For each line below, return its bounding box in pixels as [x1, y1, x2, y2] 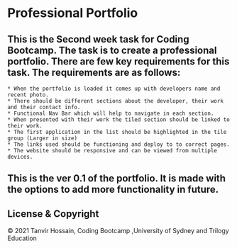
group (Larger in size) [7, 135, 78, 142]
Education [7, 234, 37, 242]
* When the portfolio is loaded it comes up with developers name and [7, 85, 221, 92]
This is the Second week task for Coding [7, 33, 189, 45]
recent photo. [7, 91, 50, 98]
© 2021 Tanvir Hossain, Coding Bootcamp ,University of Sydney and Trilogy [7, 227, 229, 235]
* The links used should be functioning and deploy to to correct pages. [7, 141, 231, 148]
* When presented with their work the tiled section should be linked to [7, 116, 231, 123]
